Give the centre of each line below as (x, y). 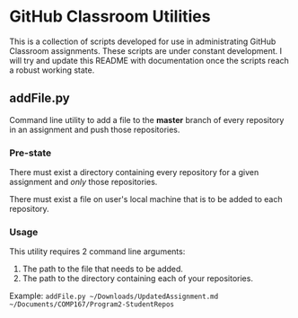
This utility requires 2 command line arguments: (97, 252)
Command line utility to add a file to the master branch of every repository (147, 119)
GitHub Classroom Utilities (110, 17)
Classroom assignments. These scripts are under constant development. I (146, 50)
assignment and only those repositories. (83, 182)
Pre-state (31, 153)
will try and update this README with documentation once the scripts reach (149, 60)
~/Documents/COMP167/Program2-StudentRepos (92, 305)
